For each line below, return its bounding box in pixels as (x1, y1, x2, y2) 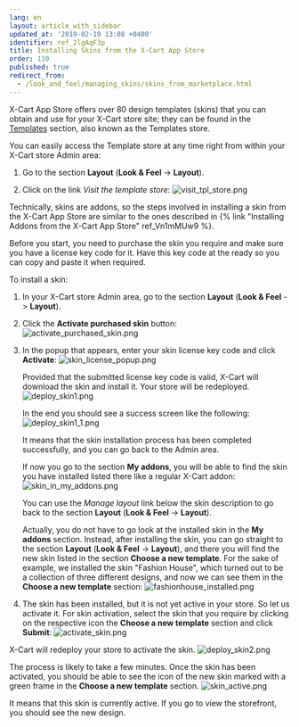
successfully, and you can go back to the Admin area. (21, 443, 220, 455)
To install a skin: (9, 274, 69, 285)
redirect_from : (9, 71, 66, 80)
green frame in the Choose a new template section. (9, 680, 200, 691)
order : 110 (9, 54, 50, 63)
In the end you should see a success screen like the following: (21, 408, 251, 418)
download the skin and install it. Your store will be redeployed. (21, 381, 250, 392)
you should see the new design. (9, 706, 126, 718)
